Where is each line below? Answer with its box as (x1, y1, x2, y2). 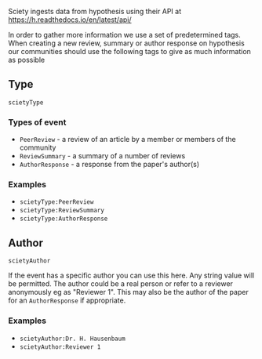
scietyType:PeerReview (19, 198, 94, 206)
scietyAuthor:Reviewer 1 (19, 343, 101, 351)
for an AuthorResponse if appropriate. (8, 296, 126, 305)
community (19, 143, 56, 152)
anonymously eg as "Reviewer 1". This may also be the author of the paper (8, 288, 249, 297)
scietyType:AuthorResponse (19, 215, 108, 223)
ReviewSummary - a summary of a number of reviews (19, 151, 186, 161)
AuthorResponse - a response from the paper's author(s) (19, 160, 200, 169)
